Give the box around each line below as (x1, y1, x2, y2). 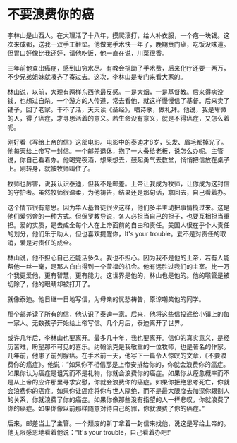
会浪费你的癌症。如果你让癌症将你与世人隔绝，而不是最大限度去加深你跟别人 (7, 386, 230, 395)
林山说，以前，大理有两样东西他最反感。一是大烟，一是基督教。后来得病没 (7, 87, 224, 96)
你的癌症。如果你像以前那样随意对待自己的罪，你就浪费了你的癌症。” (7, 403, 205, 413)
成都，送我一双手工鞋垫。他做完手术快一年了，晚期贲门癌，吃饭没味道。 (19, 40, 230, 48)
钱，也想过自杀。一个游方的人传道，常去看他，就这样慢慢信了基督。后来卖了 (7, 96, 230, 104)
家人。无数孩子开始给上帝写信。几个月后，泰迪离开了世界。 (13, 318, 187, 327)
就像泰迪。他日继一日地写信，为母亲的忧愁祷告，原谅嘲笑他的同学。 (7, 294, 205, 303)
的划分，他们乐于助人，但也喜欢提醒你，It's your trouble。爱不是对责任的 (7, 229, 220, 238)
